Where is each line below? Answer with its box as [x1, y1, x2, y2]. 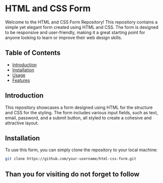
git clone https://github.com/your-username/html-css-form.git [5, 157, 137, 162]
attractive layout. [5, 120, 39, 126]
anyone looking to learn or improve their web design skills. [5, 35, 122, 41]
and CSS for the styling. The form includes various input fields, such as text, [5, 109, 158, 115]
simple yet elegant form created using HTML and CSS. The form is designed [5, 24, 159, 30]
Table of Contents [5, 49, 61, 57]
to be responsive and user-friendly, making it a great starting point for [5, 29, 145, 35]
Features [12, 77, 30, 83]
